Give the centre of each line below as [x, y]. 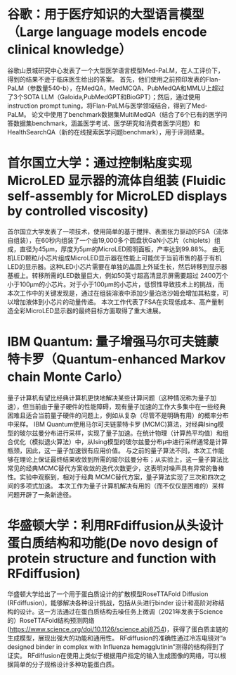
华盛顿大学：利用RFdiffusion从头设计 [115, 526]
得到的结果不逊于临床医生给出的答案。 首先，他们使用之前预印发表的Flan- [114, 79]
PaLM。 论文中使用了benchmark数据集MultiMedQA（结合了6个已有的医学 [114, 114]
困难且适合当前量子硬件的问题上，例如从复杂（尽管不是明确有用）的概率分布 [118, 415]
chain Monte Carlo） [68, 377]
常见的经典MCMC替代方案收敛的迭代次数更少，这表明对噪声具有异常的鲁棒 [116, 468]
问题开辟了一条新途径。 [41, 494]
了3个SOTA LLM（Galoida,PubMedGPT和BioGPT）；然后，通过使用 [104, 96]
